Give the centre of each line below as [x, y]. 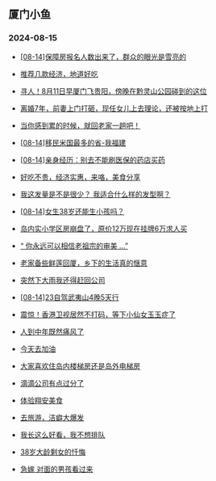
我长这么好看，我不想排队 [62, 434]
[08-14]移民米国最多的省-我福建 [73, 142]
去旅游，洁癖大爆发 [52, 417]
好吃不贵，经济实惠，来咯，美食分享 [80, 177]
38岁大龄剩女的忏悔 [53, 452]
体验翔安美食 [41, 400]
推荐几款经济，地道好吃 [59, 74]
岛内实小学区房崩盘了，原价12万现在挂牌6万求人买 [104, 228]
